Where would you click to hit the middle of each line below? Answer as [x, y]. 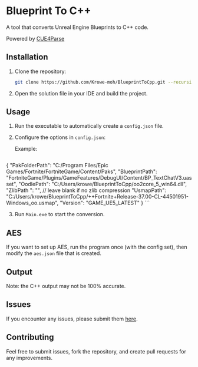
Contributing [30, 337]
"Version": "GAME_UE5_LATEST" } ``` [105, 203]
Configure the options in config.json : [60, 137]
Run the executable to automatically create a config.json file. [89, 126]
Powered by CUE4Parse [35, 38]
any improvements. [29, 358]
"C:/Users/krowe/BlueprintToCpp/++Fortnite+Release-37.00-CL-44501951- [97, 197]
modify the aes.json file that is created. [54, 253]
